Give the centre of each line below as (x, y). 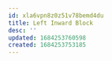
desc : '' (22, 30)
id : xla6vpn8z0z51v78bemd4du (56, 15)
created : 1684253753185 (47, 45)
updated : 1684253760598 (47, 38)
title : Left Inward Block (50, 23)
